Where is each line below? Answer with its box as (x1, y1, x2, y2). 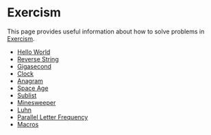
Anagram (16, 76, 43, 85)
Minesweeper (16, 98, 56, 106)
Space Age (16, 84, 49, 92)
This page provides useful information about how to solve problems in (7, 27, 205, 35)
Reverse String (16, 55, 60, 63)
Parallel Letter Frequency (16, 112, 88, 121)
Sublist (16, 91, 37, 100)
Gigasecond (16, 62, 51, 70)
